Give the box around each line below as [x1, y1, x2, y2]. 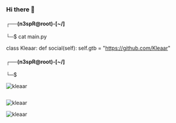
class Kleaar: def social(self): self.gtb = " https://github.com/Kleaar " [6, 44, 171, 52]
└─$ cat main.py [6, 33, 47, 40]
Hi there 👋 [6, 5, 36, 14]
